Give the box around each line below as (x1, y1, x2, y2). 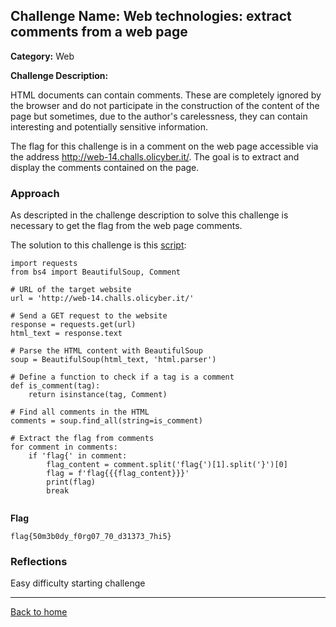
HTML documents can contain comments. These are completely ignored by (10, 89, 322, 101)
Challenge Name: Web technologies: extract (10, 8, 292, 25)
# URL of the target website (10, 285, 132, 295)
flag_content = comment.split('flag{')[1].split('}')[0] (46, 460, 288, 470)
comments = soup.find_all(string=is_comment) (10, 416, 203, 426)
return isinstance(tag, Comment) (28, 390, 168, 400)
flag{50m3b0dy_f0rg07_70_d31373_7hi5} (10, 532, 172, 542)
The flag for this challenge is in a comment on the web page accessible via (10, 140, 319, 152)
